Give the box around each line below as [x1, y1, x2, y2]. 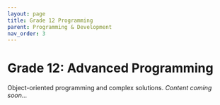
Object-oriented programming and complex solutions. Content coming [7, 84, 212, 92]
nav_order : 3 [7, 30, 46, 37]
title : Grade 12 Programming [7, 17, 93, 24]
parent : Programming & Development [7, 23, 112, 30]
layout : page [7, 10, 46, 18]
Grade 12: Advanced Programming [7, 61, 214, 76]
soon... [7, 91, 28, 99]
